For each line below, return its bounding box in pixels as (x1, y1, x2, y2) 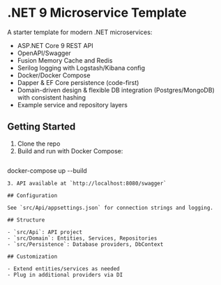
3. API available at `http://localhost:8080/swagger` (7, 180, 167, 187)
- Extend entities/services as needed (7, 265, 120, 272)
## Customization (7, 253, 58, 260)
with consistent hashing (17, 93, 86, 102)
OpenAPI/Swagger (17, 49, 71, 57)
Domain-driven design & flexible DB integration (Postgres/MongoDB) (17, 86, 215, 94)
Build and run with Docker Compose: (17, 146, 123, 155)
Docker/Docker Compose (17, 71, 91, 79)
